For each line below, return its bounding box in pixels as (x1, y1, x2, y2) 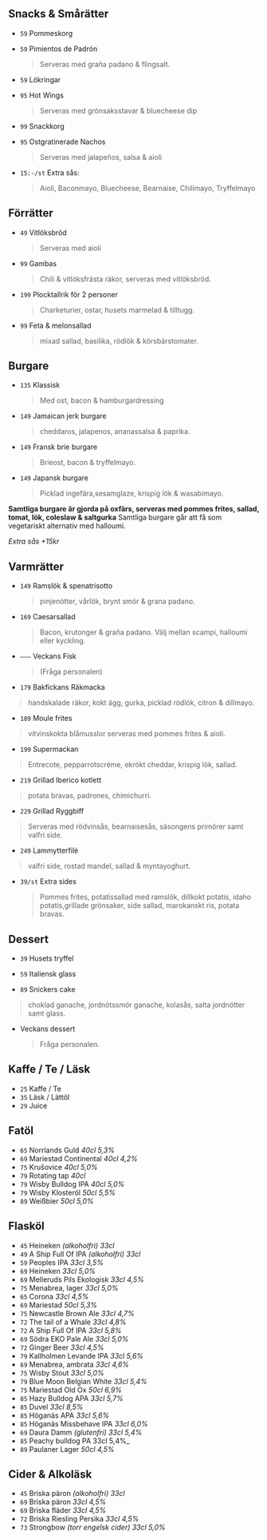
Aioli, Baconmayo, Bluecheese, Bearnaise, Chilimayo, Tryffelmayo (39, 183, 256, 193)
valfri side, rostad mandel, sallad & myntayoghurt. (27, 862, 191, 871)
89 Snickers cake (19, 985, 76, 994)
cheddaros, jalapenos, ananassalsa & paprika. (39, 427, 190, 436)
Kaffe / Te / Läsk (8, 1063, 91, 1076)
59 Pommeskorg (19, 28, 73, 38)
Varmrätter (8, 559, 64, 573)
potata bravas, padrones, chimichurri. (27, 791, 151, 801)
